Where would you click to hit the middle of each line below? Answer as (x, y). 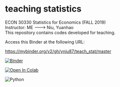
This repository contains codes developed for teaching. (60, 32)
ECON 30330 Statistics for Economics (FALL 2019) (55, 22)
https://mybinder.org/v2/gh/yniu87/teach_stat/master (58, 51)
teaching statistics (43, 9)
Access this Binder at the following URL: (45, 42)
